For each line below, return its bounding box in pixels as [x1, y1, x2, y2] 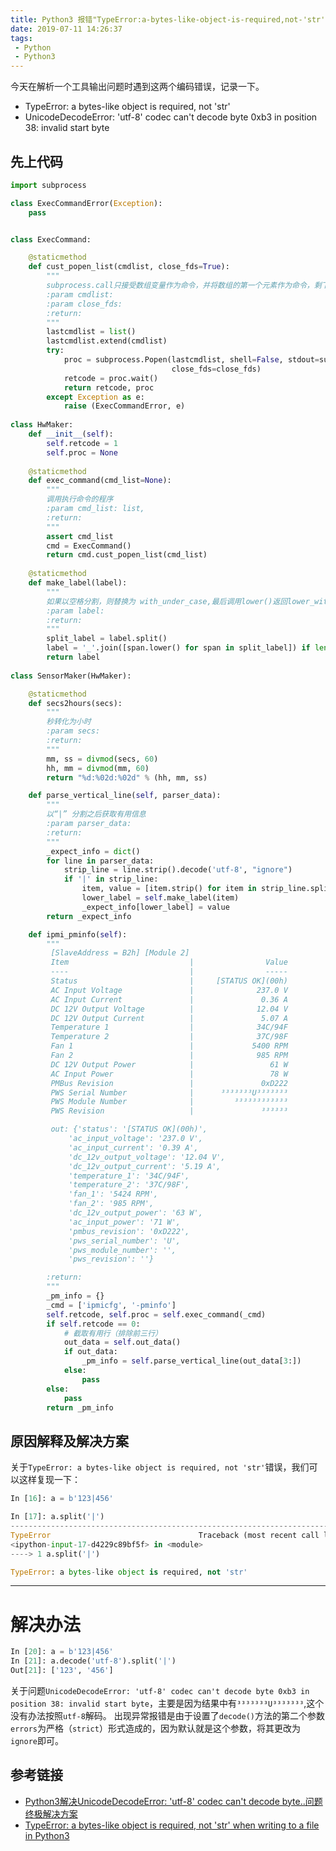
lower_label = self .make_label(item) [81, 893, 240, 903]
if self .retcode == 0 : [46, 1319, 141, 1329]
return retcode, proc [63, 382, 155, 393]
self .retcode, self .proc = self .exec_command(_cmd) [46, 1309, 267, 1320]
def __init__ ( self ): [28, 429, 114, 440]
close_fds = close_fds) [171, 364, 262, 374]
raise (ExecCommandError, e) [63, 401, 186, 411]
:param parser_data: [46, 819, 132, 829]
